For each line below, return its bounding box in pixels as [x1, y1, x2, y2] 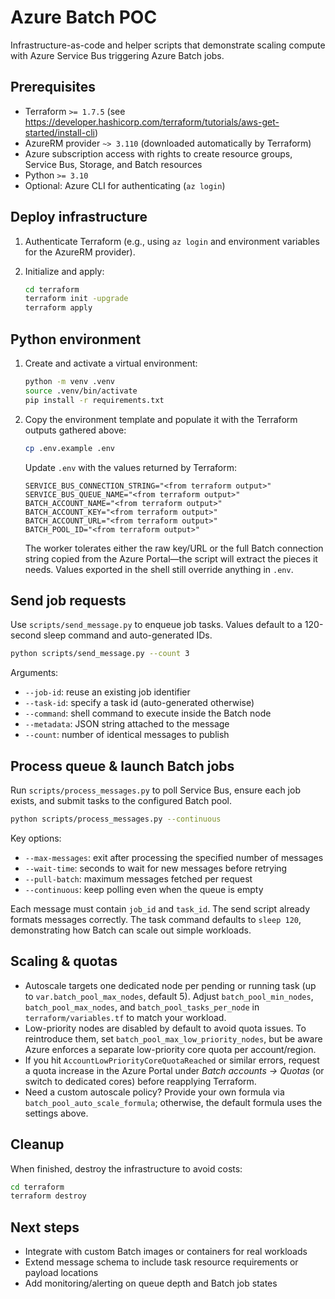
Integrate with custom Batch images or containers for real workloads [24, 1246, 308, 1258]
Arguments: [10, 667, 59, 679]
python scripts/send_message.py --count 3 [10, 649, 190, 659]
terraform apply [24, 303, 93, 313]
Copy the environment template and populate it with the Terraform [24, 413, 298, 425]
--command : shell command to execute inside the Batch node [24, 707, 272, 720]
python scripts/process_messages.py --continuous [10, 814, 222, 824]
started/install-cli [24, 126, 95, 138]
